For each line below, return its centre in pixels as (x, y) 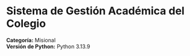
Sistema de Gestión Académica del (96, 11)
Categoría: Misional (31, 40)
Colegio (26, 24)
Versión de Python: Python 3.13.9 (48, 46)
